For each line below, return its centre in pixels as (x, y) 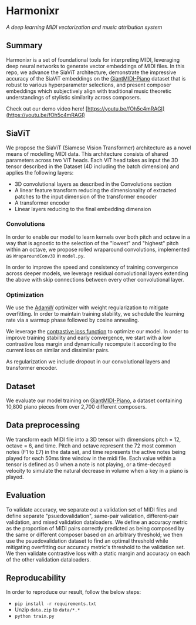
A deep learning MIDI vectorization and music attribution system (84, 27)
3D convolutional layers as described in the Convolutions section (93, 184)
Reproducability (36, 578)
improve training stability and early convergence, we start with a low (89, 338)
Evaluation (26, 495)
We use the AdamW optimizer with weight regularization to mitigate (87, 308)
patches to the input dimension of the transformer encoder (86, 196)
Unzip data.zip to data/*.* (47, 610)
